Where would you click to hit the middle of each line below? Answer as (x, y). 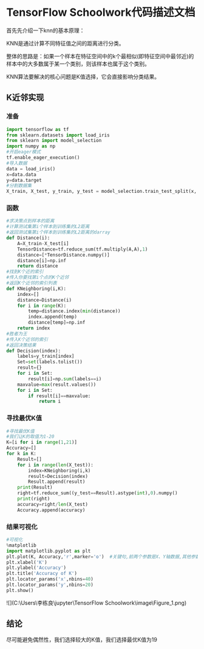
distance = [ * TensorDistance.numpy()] (64, 255)
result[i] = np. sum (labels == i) (65, 379)
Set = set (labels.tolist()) (50, 362)
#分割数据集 (19, 186)
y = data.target (24, 180)
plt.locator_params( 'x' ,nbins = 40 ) (50, 579)
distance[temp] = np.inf (57, 323)
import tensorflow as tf (38, 129)
